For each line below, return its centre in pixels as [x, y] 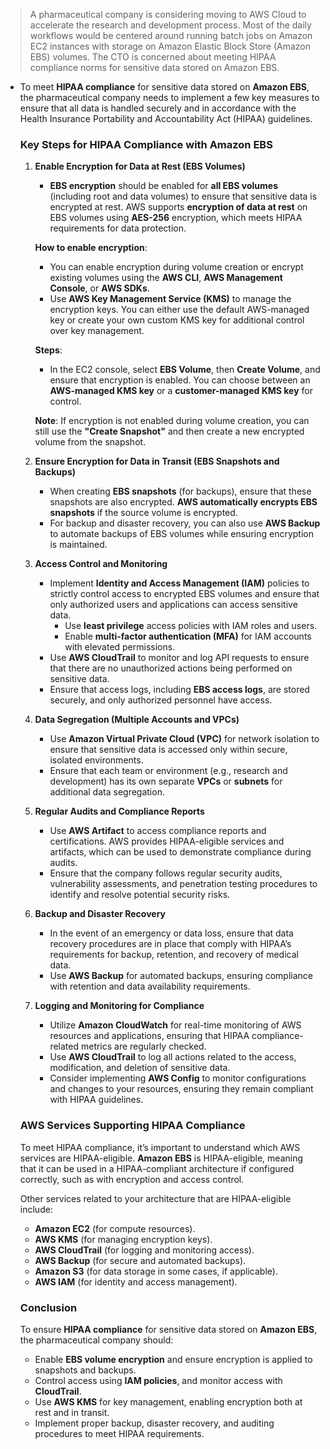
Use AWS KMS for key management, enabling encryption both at [168, 1401]
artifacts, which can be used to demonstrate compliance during [180, 852]
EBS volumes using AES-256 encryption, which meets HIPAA [176, 218]
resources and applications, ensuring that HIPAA [149, 1036]
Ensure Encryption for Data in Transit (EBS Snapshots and [157, 461]
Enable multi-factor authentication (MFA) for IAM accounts [188, 636]
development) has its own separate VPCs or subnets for [166, 781]
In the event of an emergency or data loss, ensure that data [171, 933]
